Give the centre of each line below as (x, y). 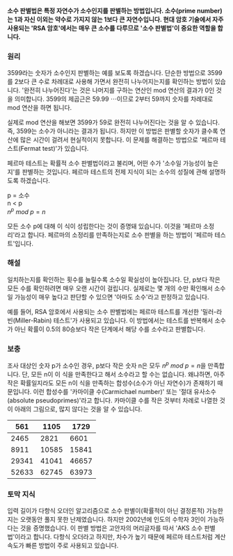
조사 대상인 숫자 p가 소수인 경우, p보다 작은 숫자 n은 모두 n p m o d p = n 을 (107, 365)
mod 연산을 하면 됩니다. (40, 107)
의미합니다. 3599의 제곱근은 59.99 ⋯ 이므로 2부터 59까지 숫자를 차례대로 (114, 99)
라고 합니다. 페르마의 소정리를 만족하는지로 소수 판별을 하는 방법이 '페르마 (114, 235)
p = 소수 (18, 195)
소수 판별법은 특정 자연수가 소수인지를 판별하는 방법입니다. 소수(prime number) (115, 10)
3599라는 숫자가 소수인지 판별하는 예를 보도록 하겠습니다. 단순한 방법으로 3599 (115, 72)
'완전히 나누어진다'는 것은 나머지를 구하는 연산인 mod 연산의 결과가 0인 (118, 90)
